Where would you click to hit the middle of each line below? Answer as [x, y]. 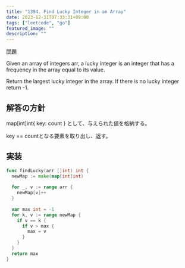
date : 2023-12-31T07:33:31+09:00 [48, 17]
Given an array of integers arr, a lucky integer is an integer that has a [90, 64]
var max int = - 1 [33, 209]
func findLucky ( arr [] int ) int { [48, 170]
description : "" [26, 34]
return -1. [17, 88]
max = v [37, 232]
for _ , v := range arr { [42, 187]
